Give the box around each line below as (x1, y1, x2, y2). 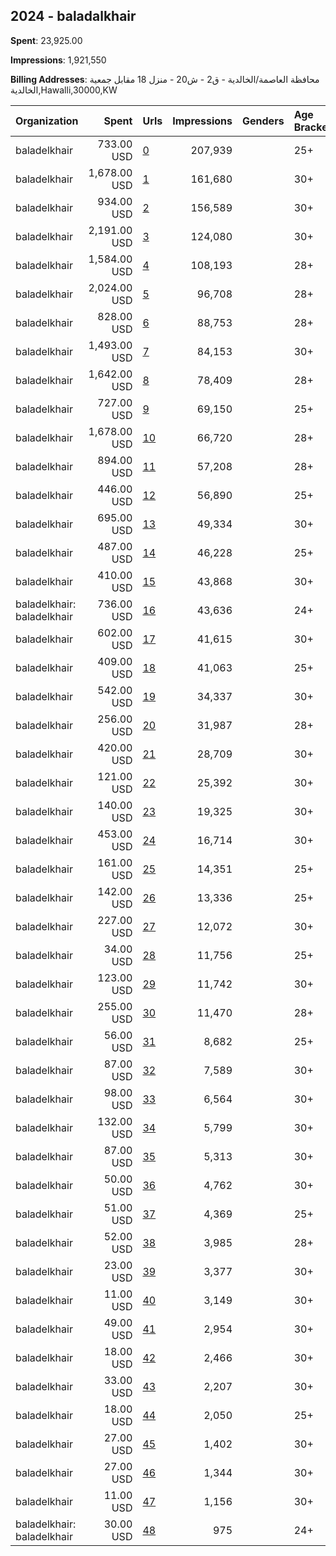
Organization (15, 114, 79, 128)
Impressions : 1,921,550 (10, 54, 107, 66)
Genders (242, 114, 285, 128)
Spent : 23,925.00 (10, 34, 83, 46)
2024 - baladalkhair (10, 8, 137, 25)
